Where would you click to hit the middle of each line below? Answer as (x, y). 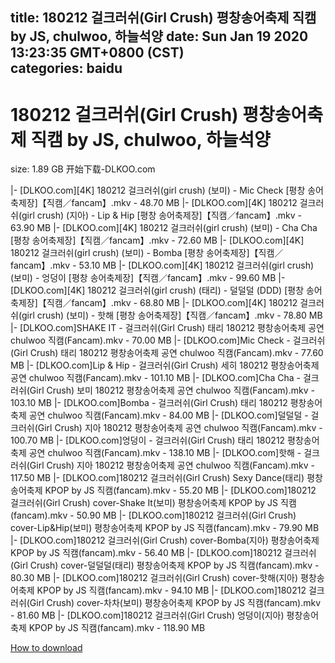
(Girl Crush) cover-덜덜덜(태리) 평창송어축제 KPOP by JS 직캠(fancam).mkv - (165, 565)
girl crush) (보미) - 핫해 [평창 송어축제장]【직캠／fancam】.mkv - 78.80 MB (172, 315)
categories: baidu (66, 68)
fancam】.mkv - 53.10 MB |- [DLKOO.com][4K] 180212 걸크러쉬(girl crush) (162, 265)
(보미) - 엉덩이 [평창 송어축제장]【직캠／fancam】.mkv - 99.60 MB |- (148, 278)
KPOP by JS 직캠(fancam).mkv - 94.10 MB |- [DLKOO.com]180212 (171, 590)
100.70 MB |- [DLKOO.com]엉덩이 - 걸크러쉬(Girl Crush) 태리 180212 (148, 440)
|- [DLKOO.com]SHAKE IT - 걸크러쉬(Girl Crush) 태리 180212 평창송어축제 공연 (167, 328)
